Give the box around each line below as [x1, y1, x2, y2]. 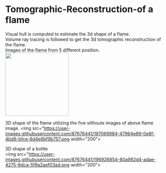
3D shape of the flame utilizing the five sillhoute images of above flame [5, 120, 153, 126]
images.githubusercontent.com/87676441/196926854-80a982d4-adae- [5, 156, 156, 162]
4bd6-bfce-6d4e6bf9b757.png [5, 136, 70, 142]
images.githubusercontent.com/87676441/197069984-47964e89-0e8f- [5, 130, 155, 137]
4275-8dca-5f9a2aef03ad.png [5, 161, 70, 167]
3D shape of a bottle [5, 145, 48, 152]
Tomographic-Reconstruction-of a [5, 4, 153, 15]
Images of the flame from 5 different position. [5, 47, 100, 53]
